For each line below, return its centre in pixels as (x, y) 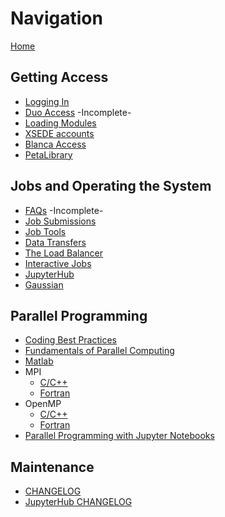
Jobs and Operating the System (111, 186)
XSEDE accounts (59, 133)
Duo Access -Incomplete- (78, 112)
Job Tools (45, 231)
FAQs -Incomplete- (64, 210)
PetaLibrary (48, 154)
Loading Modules (60, 123)
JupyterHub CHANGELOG (78, 502)
